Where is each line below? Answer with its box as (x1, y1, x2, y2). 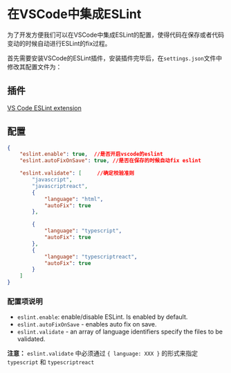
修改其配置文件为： (7, 62, 62, 71)
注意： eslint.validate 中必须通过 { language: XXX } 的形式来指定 (7, 349, 198, 358)
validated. (17, 335, 46, 343)
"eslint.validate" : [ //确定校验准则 (19, 170, 135, 177)
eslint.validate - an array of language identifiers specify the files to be (17, 327, 223, 336)
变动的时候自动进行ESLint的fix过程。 (7, 39, 111, 47)
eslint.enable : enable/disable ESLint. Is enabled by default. (17, 313, 188, 321)
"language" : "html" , (44, 196, 104, 202)
